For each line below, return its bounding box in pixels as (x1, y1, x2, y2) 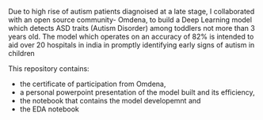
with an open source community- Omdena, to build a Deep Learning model (8, 15, 252, 24)
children (8, 49, 36, 58)
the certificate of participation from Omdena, (19, 79, 166, 88)
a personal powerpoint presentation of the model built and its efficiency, (19, 88, 255, 97)
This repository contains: (8, 64, 90, 73)
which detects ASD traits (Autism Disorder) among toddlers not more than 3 (8, 24, 255, 32)
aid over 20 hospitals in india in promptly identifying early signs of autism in (8, 40, 255, 50)
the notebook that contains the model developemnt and (19, 96, 201, 105)
